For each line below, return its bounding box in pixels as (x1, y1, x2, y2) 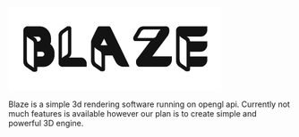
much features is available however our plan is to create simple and (8, 109, 257, 118)
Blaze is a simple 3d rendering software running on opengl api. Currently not (8, 99, 290, 109)
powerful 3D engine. (8, 118, 84, 128)
